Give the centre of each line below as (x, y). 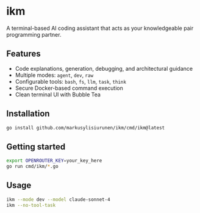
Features (23, 54)
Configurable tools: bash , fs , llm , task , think (71, 81)
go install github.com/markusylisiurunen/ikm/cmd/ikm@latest (86, 128)
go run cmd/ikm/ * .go (33, 167)
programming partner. (34, 34)
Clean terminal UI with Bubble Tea (58, 94)
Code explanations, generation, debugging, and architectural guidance (104, 68)
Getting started (36, 147)
